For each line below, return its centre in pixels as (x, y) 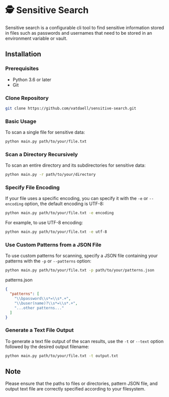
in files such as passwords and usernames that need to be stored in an (79, 33)
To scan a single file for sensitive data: (45, 133)
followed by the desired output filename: (47, 347)
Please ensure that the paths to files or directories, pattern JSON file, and (81, 383)
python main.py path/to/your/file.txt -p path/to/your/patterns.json (80, 271)
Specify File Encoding (33, 187)
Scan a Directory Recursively (42, 154)
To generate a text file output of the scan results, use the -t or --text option (84, 341)
